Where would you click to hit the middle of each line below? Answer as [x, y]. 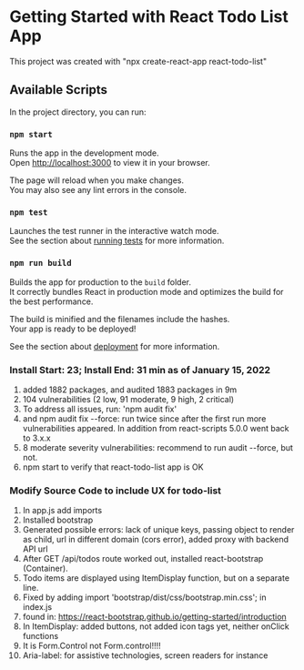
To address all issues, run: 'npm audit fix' [100, 409]
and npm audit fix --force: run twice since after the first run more [144, 418]
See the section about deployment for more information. [115, 346]
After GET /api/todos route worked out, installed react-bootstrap [143, 559]
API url [35, 549]
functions [41, 636]
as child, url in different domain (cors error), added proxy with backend [156, 540]
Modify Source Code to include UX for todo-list [115, 491]
